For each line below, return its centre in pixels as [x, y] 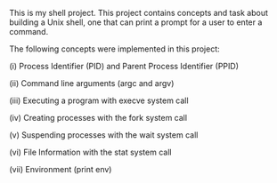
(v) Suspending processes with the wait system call [104, 135]
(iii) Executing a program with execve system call [99, 100]
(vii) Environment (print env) [61, 169]
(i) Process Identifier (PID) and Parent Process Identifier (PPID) [124, 66]
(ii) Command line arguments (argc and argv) [92, 83]
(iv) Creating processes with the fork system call [98, 118]
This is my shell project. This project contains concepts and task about [139, 13]
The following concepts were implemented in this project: [114, 49]
